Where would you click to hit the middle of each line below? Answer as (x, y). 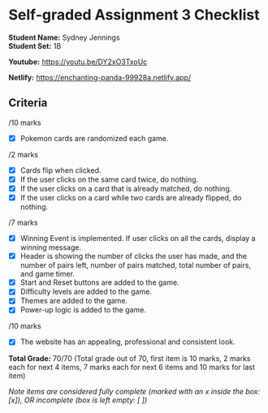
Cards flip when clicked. (61, 170)
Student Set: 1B (35, 45)
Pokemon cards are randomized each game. (94, 138)
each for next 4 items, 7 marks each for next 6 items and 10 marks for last (132, 367)
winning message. (51, 247)
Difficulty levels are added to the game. (86, 292)
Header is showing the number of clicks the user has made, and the (134, 256)
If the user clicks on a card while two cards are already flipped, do (131, 198)
